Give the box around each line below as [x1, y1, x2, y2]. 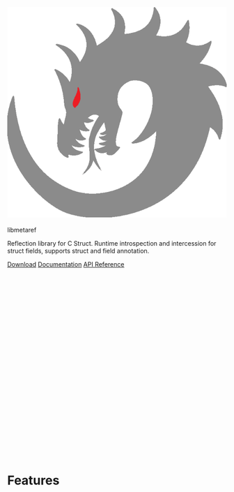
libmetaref [7, 225, 37, 234]
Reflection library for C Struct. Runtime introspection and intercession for [7, 239, 217, 247]
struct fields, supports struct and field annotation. [7, 246, 150, 255]
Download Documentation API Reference [7, 260, 125, 268]
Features [7, 472, 60, 488]
